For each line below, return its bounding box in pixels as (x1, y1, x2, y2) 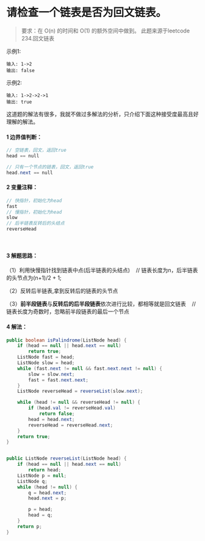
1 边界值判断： (6, 133, 43, 141)
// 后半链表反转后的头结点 (6, 220, 65, 226)
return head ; (28, 467, 62, 473)
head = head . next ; (28, 416, 75, 422)
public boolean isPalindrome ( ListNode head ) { (6, 337, 127, 343)
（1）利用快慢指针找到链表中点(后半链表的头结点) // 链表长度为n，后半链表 (6, 267, 198, 274)
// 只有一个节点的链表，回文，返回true (6, 163, 94, 170)
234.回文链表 (21, 34, 55, 42)
